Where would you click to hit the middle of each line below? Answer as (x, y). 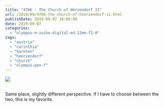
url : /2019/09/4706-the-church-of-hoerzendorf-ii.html (64, 14)
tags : (11, 38)
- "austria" (22, 42)
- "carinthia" (24, 47)
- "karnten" (22, 51)
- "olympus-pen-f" (29, 65)
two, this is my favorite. (29, 100)
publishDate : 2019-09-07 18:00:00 (41, 19)
